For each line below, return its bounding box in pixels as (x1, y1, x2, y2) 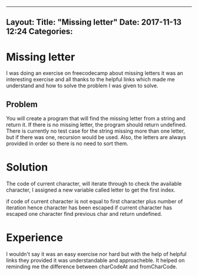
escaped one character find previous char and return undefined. (6, 211, 163, 218)
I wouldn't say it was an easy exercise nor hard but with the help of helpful (6, 251, 187, 258)
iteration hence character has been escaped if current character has (6, 204, 172, 211)
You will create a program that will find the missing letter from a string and (6, 115, 186, 122)
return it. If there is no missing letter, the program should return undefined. (6, 121, 187, 129)
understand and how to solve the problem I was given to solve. (6, 82, 159, 89)
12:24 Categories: (6, 27, 73, 37)
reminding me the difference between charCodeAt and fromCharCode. (6, 263, 178, 270)
